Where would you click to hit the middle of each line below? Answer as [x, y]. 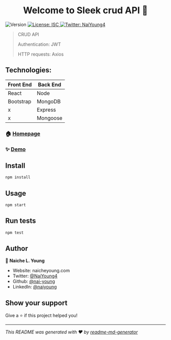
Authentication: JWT [39, 44]
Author [17, 249]
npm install [18, 177]
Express [46, 110]
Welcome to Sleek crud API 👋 [85, 10]
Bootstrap [20, 101]
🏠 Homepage [23, 134]
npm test [15, 232]
